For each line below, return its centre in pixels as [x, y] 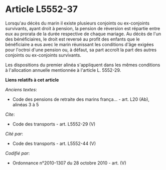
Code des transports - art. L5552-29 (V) [54, 124]
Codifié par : [18, 153]
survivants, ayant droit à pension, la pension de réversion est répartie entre [83, 28]
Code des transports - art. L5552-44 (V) [54, 143]
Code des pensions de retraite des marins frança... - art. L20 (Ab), [81, 99]
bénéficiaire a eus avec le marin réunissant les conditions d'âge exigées [79, 44]
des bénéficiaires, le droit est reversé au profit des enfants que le [72, 39]
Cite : [10, 114]
